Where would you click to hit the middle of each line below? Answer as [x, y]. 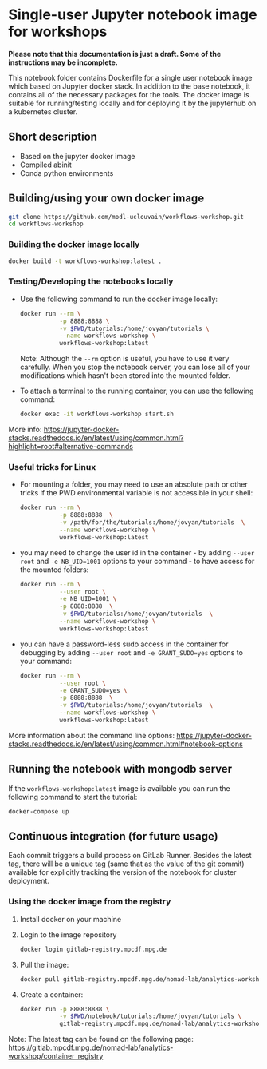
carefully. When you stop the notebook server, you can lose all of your [135, 367]
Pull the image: [44, 964]
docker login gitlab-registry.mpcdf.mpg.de [93, 949]
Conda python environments [67, 173]
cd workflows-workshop [46, 224]
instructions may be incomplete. [63, 62]
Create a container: [51, 994]
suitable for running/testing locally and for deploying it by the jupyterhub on [132, 103]
